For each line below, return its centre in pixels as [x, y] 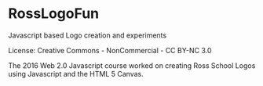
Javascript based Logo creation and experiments [88, 35]
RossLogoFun [54, 14]
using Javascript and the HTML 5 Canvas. [76, 73]
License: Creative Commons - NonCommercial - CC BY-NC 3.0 [110, 50]
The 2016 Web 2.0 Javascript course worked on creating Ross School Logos [132, 65]
